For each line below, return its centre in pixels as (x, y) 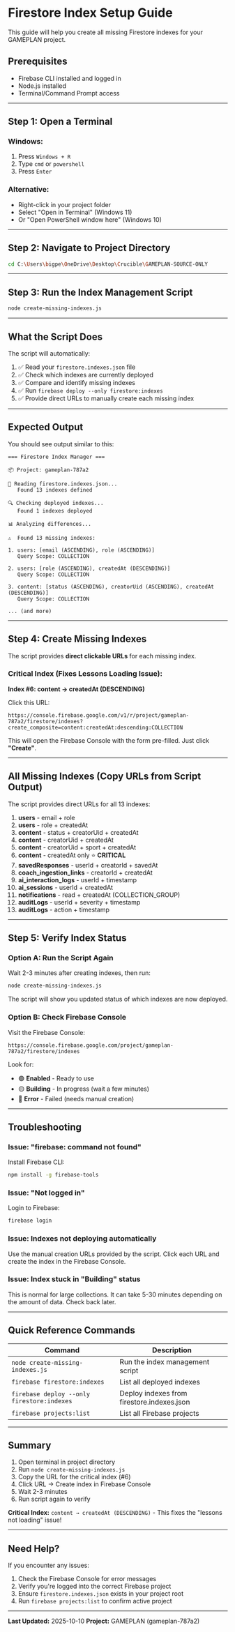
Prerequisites (38, 62)
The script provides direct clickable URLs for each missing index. (102, 656)
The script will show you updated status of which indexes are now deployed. (118, 999)
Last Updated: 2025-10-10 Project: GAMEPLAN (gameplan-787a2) (104, 1621)
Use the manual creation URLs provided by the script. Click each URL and (114, 1254)
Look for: (21, 1064)
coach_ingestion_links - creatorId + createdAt (85, 872)
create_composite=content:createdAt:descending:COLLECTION (96, 727)
